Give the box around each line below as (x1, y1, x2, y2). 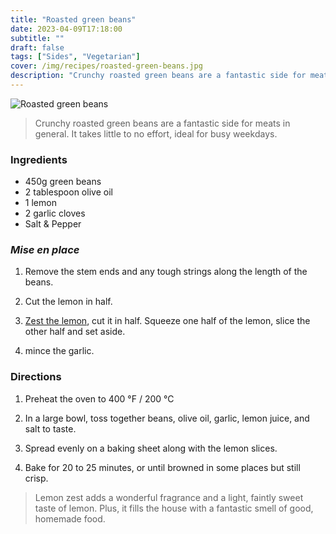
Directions (10, 370, 62, 384)
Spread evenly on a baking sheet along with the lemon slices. (24, 442, 278, 454)
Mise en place (10, 243, 80, 257)
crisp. (24, 472, 49, 484)
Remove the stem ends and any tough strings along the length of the (24, 266, 308, 278)
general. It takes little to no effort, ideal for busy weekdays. (34, 127, 278, 140)
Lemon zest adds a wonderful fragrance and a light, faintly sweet (34, 491, 304, 503)
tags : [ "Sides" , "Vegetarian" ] (10, 52, 141, 62)
